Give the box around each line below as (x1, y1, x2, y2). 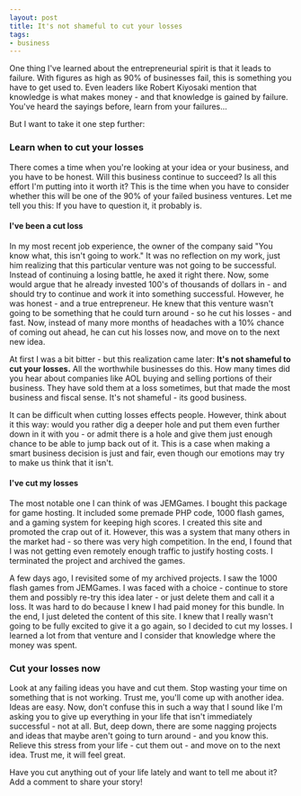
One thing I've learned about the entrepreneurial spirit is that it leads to (9, 63, 271, 74)
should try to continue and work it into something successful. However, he (9, 288, 285, 299)
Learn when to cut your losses (9, 141, 144, 154)
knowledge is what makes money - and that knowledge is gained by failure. (9, 92, 289, 103)
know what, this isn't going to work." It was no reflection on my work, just (9, 249, 281, 261)
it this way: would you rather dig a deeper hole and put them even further (9, 419, 280, 430)
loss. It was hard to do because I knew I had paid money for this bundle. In (9, 601, 285, 612)
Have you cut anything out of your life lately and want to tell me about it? (9, 767, 278, 778)
